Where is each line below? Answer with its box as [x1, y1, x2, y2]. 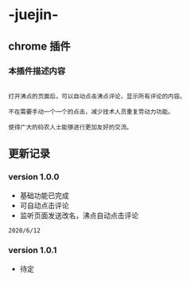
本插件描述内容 [8, 65, 66, 77]
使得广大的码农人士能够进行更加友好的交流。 [8, 123, 133, 131]
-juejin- [8, 6, 59, 24]
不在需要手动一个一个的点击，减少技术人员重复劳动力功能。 [8, 108, 174, 116]
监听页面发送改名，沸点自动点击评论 [19, 210, 139, 220]
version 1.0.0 [8, 172, 60, 183]
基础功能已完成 [19, 190, 69, 200]
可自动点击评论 [19, 200, 69, 210]
